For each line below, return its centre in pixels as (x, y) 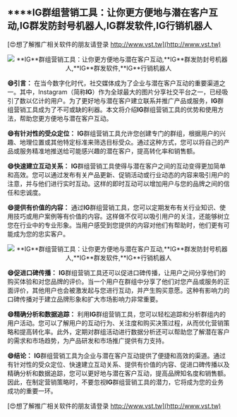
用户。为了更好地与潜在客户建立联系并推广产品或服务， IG (134, 100)
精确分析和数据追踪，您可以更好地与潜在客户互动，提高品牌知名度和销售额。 (119, 373)
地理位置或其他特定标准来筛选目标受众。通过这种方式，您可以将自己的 (121, 142)
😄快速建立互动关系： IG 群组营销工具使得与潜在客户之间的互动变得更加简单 (116, 166)
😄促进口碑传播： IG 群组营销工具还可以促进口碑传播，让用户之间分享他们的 (116, 272)
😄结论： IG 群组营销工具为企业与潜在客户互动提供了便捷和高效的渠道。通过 (116, 356)
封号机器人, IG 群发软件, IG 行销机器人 (135, 26)
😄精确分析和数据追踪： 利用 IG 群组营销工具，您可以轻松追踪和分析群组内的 (116, 314)
